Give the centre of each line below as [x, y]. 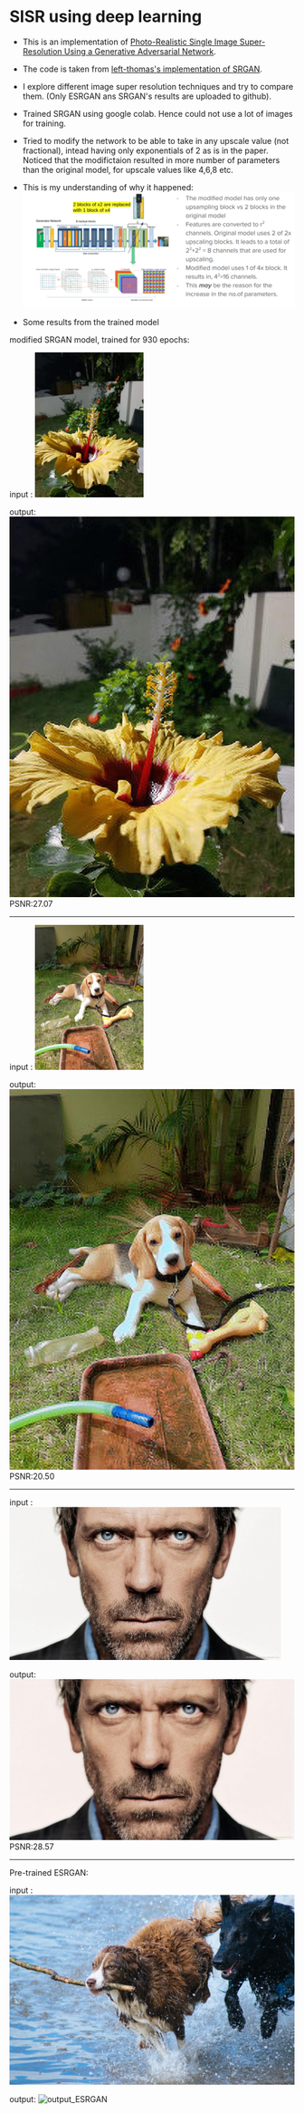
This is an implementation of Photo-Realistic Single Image [130, 42]
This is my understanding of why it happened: [108, 187]
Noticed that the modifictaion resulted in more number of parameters [151, 159]
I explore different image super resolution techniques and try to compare [158, 86]
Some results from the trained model [91, 323]
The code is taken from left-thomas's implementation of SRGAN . [142, 69]
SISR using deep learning [105, 17]
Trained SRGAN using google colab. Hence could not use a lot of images [157, 113]
